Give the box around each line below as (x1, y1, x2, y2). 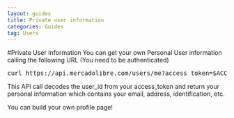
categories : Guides (7, 23, 64, 30)
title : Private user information (7, 17, 104, 24)
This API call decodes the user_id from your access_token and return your (7, 83, 220, 91)
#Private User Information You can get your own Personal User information (7, 49, 222, 57)
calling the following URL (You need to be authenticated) (7, 56, 169, 65)
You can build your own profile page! (7, 103, 114, 112)
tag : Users (7, 29, 39, 37)
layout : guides (7, 10, 52, 17)
